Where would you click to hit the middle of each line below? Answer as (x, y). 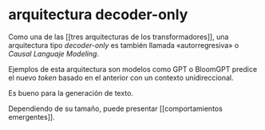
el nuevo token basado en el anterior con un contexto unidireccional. (121, 77)
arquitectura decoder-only (98, 15)
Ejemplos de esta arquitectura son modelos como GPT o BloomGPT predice (133, 69)
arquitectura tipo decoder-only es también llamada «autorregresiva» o (124, 45)
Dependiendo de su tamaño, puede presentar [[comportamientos (116, 108)
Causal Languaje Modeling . (54, 53)
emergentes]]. (32, 116)
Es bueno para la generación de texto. (71, 93)
